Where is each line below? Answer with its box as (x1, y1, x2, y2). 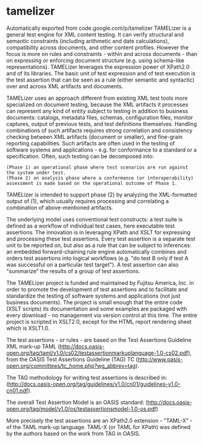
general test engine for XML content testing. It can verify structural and (6, 30, 184, 38)
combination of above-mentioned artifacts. (6, 204, 113, 211)
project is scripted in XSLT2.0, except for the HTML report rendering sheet (6, 318, 192, 325)
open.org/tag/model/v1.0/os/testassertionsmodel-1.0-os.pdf (6, 405, 156, 412)
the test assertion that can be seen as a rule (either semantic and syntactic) (6, 76, 195, 83)
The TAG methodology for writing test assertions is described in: (6, 374, 168, 381)
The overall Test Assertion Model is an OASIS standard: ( (6, 399, 148, 406)
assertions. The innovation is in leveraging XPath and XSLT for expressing (6, 228, 191, 235)
